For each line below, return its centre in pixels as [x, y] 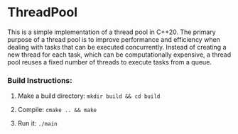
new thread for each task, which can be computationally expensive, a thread [119, 55]
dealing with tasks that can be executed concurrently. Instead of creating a [117, 47]
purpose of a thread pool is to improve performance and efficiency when [114, 39]
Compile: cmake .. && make [57, 110]
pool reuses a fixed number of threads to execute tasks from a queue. [109, 62]
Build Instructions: [40, 80]
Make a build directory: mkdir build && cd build [89, 96]
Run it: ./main [38, 123]
